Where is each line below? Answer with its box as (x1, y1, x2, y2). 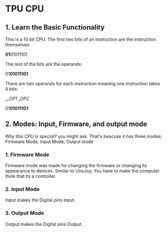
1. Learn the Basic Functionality (5, 23, 105, 32)
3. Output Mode (5, 209, 44, 216)
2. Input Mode (5, 186, 40, 193)
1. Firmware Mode (5, 151, 50, 158)
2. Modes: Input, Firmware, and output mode (5, 120, 147, 129)
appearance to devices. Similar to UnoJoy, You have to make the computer (5, 168, 159, 174)
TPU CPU (5, 3, 44, 15)
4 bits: (5, 86, 19, 92)
